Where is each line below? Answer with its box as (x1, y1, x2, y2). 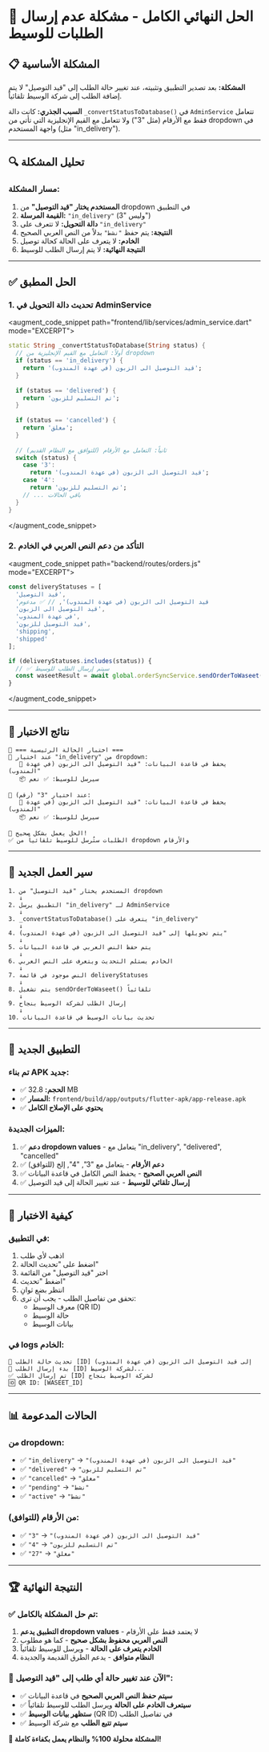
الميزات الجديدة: (8, 1123, 66, 1135)
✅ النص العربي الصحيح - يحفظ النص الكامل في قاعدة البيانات (19, 1168, 203, 1178)
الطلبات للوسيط (8, 24, 104, 43)
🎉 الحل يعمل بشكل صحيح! (8, 829, 88, 837)
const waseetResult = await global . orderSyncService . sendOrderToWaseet (15, 672, 260, 680)
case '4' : (22, 476, 56, 484)
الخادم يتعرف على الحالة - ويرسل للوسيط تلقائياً (19, 1644, 162, 1653)
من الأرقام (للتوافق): (8, 1512, 80, 1523)
